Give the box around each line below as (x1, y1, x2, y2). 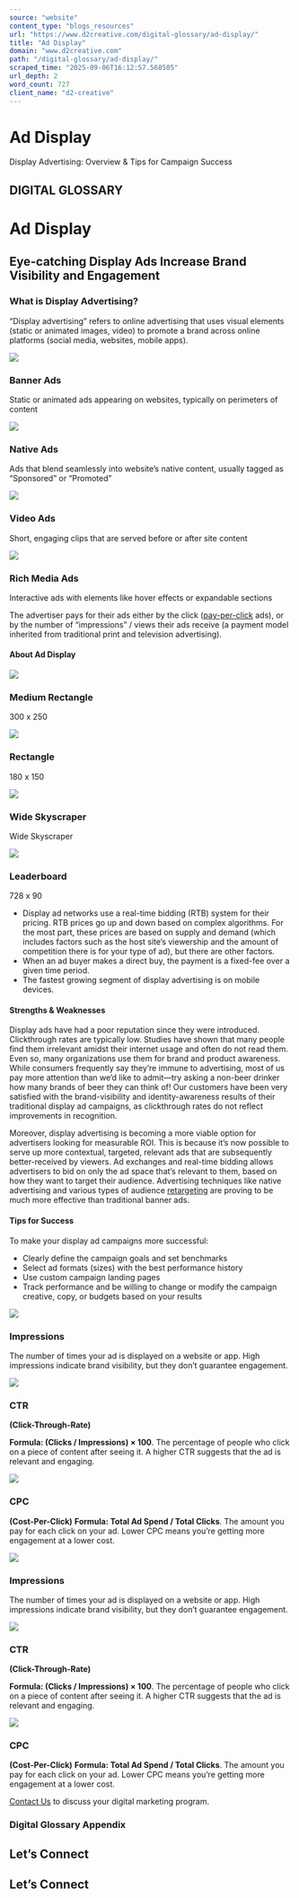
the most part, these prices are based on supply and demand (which (22, 927, 277, 938)
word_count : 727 (9, 80, 70, 89)
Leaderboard (9, 870, 67, 883)
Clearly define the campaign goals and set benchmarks (22, 1252, 228, 1263)
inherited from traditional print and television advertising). (9, 628, 223, 639)
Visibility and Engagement (9, 268, 160, 284)
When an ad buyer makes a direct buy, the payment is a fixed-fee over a (22, 955, 290, 966)
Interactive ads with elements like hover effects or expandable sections (9, 592, 273, 602)
